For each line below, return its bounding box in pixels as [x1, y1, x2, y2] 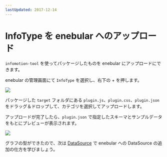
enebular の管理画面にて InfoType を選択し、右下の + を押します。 [5, 77, 142, 83]
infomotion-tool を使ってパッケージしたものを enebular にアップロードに [5, 60, 157, 66]
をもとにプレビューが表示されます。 [5, 120, 79, 126]
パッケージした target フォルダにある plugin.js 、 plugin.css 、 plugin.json [5, 97, 160, 103]
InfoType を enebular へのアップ [5, 30, 139, 41]
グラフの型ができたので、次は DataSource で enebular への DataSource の [5, 140, 158, 146]
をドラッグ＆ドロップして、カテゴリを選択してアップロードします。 [5, 103, 145, 109]
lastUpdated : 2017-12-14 [5, 7, 57, 12]
